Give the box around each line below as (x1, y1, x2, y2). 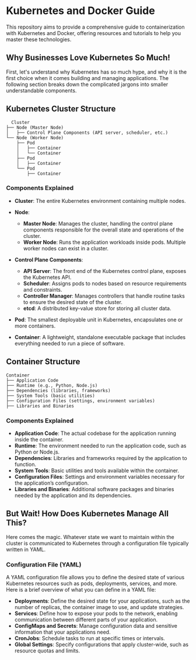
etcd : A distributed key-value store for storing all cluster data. (23, 305, 171, 312)
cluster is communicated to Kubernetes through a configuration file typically (6, 540, 189, 547)
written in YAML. (6, 545, 45, 553)
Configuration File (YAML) (6, 560, 82, 568)
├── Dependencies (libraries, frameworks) (6, 388, 111, 393)
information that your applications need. (14, 628, 111, 635)
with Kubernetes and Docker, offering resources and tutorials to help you (6, 29, 181, 36)
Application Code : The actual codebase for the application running (14, 430, 177, 437)
